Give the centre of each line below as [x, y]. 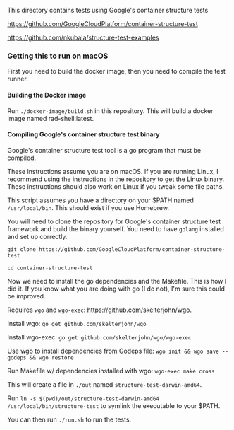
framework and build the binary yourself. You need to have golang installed [116, 228]
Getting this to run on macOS [58, 56]
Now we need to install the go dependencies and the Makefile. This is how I [117, 281]
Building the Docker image [47, 95]
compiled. [22, 158]
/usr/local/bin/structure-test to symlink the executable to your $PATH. [114, 405]
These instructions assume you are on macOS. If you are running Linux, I [113, 171]
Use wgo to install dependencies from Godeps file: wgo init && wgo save [113, 351]
